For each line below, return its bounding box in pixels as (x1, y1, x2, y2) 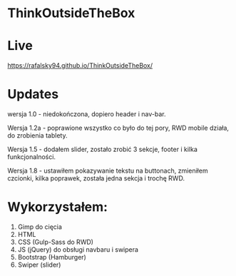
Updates (7, 86, 59, 103)
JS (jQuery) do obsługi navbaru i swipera (17, 245, 139, 254)
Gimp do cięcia (17, 223, 63, 231)
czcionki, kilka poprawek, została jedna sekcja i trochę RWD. (7, 174, 185, 183)
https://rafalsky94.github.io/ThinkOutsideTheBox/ (7, 61, 153, 70)
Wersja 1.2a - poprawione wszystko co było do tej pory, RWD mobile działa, (7, 123, 230, 133)
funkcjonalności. (7, 153, 56, 161)
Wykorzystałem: (7, 199, 108, 215)
